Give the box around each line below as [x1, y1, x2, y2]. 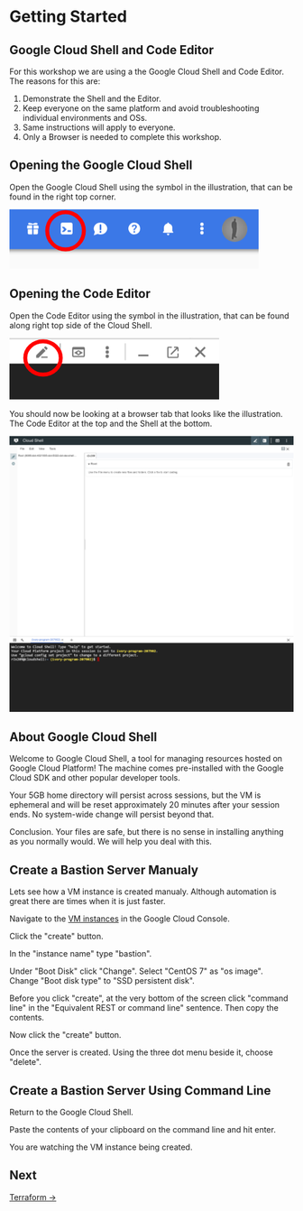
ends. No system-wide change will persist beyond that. [9, 809, 215, 820]
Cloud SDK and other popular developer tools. [9, 772, 180, 783]
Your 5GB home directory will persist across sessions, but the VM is [9, 790, 262, 800]
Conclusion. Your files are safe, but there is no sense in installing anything [9, 827, 284, 837]
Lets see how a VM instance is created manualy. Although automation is [9, 886, 277, 897]
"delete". [9, 1057, 42, 1068]
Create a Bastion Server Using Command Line [9, 1083, 271, 1098]
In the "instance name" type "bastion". [9, 948, 152, 959]
